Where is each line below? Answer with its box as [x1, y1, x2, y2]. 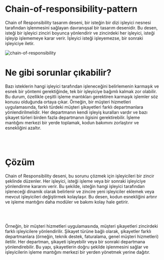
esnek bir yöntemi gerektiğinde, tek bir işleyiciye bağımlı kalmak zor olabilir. [5, 88, 157, 94]
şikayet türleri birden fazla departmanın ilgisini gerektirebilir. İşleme [5, 114, 141, 120]
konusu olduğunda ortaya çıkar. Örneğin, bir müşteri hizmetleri [5, 99, 131, 105]
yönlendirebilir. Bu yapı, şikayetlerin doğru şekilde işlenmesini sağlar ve [5, 244, 148, 250]
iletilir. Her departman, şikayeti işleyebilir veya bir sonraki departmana [5, 238, 145, 244]
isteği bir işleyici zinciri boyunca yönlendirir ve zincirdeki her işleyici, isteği [5, 30, 155, 36]
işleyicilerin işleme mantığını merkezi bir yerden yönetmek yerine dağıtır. [5, 249, 150, 255]
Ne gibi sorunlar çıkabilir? [5, 67, 112, 78]
